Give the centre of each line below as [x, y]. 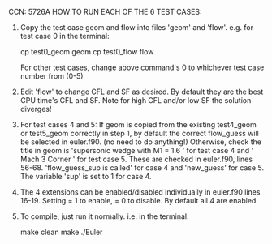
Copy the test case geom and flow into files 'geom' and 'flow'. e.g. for [137, 27]
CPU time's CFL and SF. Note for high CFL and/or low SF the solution [136, 100]
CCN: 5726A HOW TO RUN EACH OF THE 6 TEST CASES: [105, 12]
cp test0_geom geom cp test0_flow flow [87, 51]
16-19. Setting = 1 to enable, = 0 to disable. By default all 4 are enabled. [139, 201]
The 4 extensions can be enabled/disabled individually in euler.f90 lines [140, 192]
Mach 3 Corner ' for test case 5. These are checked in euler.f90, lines [136, 159]
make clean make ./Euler [61, 232]
